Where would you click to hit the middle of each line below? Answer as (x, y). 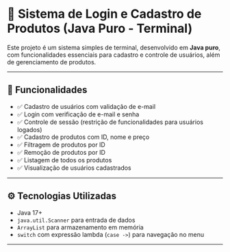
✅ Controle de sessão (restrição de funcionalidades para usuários (110, 122)
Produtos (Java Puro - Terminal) (100, 28)
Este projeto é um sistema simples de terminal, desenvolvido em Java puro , (114, 47)
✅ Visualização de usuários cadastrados (74, 168)
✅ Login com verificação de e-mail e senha (78, 114)
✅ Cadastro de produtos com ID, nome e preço (83, 137)
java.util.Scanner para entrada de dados (76, 220)
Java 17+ (29, 212)
